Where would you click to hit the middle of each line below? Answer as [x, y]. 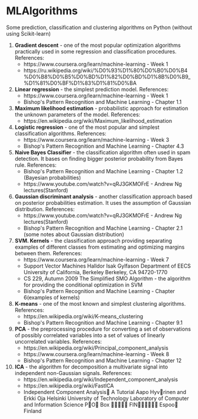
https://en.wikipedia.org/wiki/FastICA [69, 385]
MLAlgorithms [42, 11]
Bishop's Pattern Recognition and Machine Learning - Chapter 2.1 [103, 228]
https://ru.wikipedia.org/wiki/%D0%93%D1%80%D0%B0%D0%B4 [106, 70]
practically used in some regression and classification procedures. [95, 51]
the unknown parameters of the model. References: [77, 115]
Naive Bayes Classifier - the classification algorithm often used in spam [103, 152]
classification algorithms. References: [60, 133]
